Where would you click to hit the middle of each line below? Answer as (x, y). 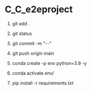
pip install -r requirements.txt (43, 83)
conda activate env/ (33, 73)
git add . (21, 24)
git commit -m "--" (32, 43)
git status (22, 33)
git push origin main (33, 53)
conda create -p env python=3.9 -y (49, 63)
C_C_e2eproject (39, 9)
